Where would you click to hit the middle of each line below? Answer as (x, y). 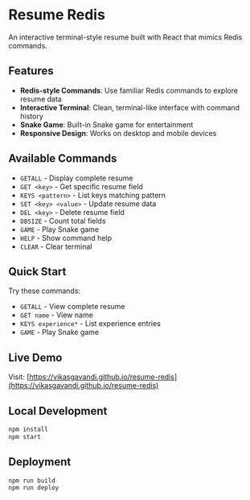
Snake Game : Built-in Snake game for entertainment (107, 124)
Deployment (40, 462)
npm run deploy (34, 488)
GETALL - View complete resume (73, 307)
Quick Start (37, 271)
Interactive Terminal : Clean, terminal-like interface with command (129, 107)
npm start (25, 436)
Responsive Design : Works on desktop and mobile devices (118, 133)
